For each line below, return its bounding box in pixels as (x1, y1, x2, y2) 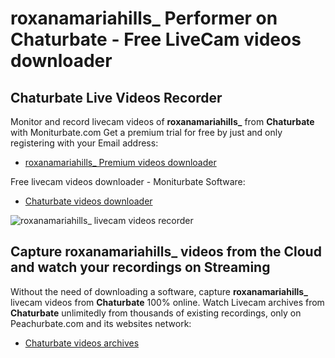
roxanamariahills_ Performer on (10, 7, 278, 30)
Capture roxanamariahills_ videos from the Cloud (10, 243, 322, 261)
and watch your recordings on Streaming (10, 259, 271, 276)
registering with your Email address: (10, 137, 159, 149)
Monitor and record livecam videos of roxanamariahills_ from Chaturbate (10, 116, 315, 127)
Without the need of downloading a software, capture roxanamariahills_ (10, 285, 308, 297)
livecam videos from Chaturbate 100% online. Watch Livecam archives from (10, 296, 325, 308)
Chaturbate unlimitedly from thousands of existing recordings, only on (10, 307, 302, 319)
